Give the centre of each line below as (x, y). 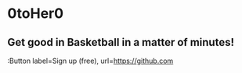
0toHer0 (36, 14)
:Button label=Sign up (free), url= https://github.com (90, 61)
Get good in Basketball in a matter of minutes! (121, 42)
